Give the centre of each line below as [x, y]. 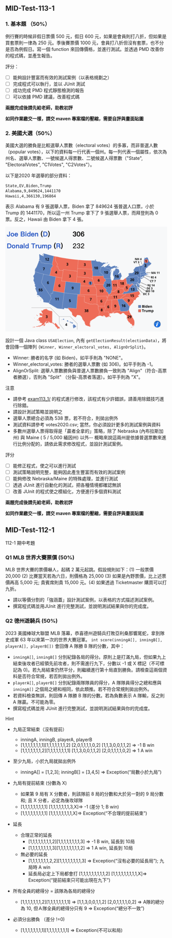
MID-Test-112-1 [30, 530]
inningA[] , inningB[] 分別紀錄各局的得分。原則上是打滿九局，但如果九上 [89, 657]
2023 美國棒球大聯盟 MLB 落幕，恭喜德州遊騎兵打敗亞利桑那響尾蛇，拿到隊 [85, 633]
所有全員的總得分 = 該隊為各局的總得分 [54, 891]
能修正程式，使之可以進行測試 [44, 465]
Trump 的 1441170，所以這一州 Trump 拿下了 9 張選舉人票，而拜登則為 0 [82, 213]
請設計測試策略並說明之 [37, 411]
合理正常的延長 [36, 835]
